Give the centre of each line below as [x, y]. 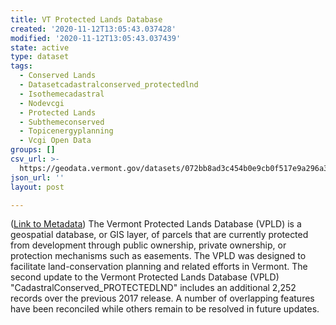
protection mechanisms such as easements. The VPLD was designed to [158, 256]
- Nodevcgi [42, 103]
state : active [40, 47]
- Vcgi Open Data [55, 141]
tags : [21, 66]
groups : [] [33, 150]
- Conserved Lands [58, 76]
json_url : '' [37, 177]
